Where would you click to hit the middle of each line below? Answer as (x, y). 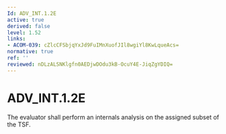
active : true (26, 20)
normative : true (30, 52)
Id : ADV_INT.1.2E (32, 13)
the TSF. (19, 124)
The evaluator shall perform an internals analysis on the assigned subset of (113, 117)
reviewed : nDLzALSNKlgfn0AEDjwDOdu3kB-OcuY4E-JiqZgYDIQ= (90, 64)
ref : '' (18, 58)
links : (16, 39)
